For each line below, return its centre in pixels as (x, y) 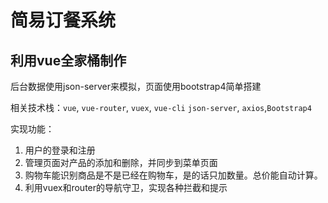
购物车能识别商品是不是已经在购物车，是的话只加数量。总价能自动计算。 (173, 175)
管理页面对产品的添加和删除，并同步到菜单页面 (121, 162)
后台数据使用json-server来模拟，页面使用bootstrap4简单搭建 (136, 86)
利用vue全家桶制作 (68, 60)
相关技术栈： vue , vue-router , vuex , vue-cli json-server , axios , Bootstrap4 (161, 107)
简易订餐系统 (63, 20)
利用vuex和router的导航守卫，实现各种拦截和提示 (126, 187)
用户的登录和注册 (60, 150)
